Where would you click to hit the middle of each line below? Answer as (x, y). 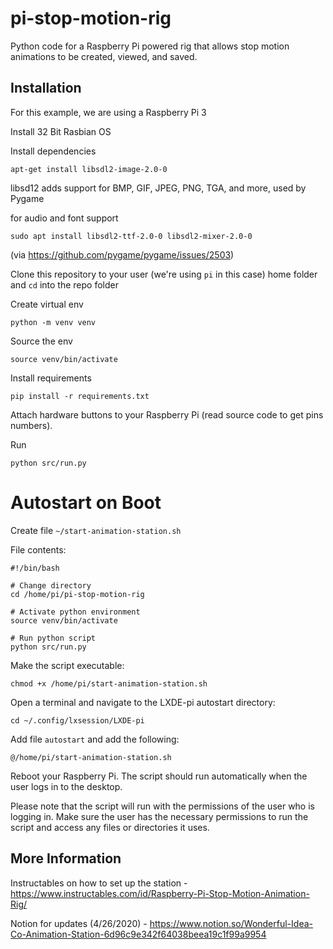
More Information (66, 858)
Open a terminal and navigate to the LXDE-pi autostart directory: (143, 702)
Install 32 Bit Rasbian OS (61, 131)
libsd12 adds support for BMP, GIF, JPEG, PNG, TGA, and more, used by (158, 188)
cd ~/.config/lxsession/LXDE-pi (77, 720)
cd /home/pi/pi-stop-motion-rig (77, 594)
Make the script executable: (67, 665)
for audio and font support (64, 218)
